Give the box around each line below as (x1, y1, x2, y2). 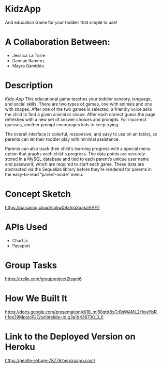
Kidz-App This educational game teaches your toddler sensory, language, (5, 96, 152, 101)
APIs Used (5, 221, 47, 233)
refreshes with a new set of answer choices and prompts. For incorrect (5, 117, 147, 122)
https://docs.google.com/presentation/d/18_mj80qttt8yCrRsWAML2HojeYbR (5, 309, 157, 315)
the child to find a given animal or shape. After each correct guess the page (5, 111, 156, 117)
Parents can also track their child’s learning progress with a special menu (5, 146, 151, 151)
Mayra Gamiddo (12, 63, 44, 68)
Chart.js (12, 237, 28, 243)
